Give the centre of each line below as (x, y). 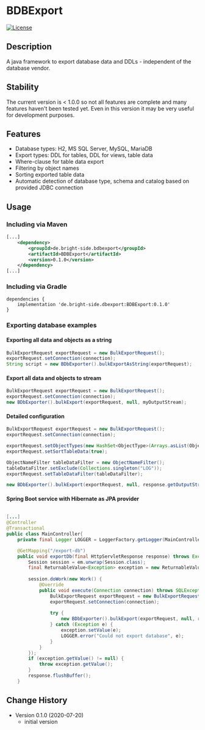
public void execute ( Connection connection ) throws (106, 590)
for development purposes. (41, 115)
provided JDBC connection (49, 188)
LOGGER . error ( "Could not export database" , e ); (122, 636)
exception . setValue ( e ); (91, 630)
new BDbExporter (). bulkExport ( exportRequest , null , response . (87, 485)
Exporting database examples (52, 326)
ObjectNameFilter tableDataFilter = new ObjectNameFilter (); (86, 462)
